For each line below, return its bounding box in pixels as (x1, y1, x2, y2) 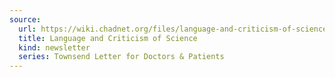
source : (9, 14, 42, 25)
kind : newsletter (18, 42, 91, 53)
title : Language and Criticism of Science (18, 33, 198, 43)
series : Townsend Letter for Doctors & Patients (18, 52, 225, 62)
